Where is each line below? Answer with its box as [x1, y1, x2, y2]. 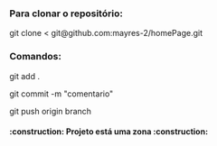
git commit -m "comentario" [9, 88, 114, 99]
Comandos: [9, 50, 61, 63]
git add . [9, 70, 41, 81]
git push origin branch [9, 105, 92, 116]
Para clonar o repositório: [9, 7, 124, 20]
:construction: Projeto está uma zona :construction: [9, 126, 209, 137]
